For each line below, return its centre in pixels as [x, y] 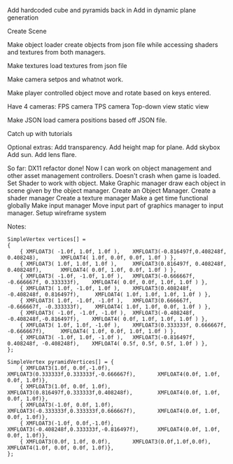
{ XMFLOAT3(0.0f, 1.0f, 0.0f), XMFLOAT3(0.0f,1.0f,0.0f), [115, 442]
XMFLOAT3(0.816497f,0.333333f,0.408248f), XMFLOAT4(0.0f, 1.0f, [114, 393]
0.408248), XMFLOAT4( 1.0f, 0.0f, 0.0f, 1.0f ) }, [92, 258]
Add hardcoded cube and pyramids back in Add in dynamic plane [102, 10]
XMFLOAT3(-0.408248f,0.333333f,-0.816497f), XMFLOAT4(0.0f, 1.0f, [114, 430]
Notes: [17, 226]
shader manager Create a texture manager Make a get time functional [108, 198]
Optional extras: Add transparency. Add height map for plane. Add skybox [114, 147]
